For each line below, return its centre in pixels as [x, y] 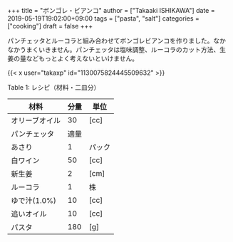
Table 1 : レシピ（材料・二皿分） [54, 87]
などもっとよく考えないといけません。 [82, 58]
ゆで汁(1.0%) [34, 200]
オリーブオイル [36, 121]
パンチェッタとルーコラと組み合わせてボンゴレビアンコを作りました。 [110, 41]
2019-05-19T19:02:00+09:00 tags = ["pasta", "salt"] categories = [103, 19]
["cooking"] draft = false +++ [50, 26]
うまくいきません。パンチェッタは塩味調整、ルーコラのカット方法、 [120, 49]
